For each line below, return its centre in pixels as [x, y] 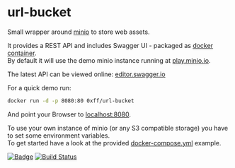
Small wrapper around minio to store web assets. [79, 32]
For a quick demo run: [40, 88]
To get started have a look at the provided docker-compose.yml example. [114, 143]
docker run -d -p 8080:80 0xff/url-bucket [71, 101]
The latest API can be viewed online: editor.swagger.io [86, 74]
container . [22, 53]
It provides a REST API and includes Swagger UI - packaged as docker [110, 45]
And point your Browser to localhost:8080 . [69, 114]
